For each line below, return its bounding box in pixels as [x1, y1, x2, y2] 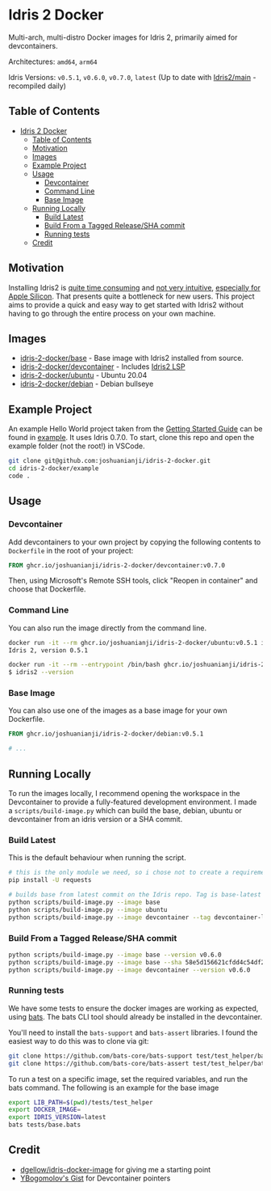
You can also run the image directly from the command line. [8, 623, 207, 633]
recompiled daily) [8, 81, 67, 91]
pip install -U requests [8, 876, 92, 884]
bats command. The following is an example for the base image [8, 1083, 219, 1092]
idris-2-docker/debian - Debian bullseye [19, 379, 154, 389]
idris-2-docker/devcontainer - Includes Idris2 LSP [19, 362, 186, 371]
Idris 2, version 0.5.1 [8, 646, 89, 655]
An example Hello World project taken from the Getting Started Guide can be [8, 424, 263, 434]
